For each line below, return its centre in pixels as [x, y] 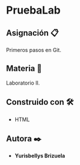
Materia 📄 [24, 69]
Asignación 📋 [32, 33]
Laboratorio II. [23, 83]
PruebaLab [33, 10]
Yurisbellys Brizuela [40, 156]
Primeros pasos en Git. [34, 50]
